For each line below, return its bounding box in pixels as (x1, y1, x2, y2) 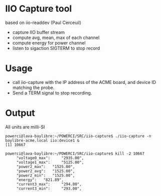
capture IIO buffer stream (12, 29, 65, 35)
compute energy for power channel (12, 39, 86, 45)
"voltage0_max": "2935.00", (16, 155, 84, 160)
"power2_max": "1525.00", (16, 164, 75, 169)
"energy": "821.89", (16, 177, 64, 182)
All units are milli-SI (5, 123, 45, 130)
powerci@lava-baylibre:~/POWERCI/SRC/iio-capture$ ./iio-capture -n (5, 133, 151, 138)
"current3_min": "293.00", (16, 186, 82, 191)
